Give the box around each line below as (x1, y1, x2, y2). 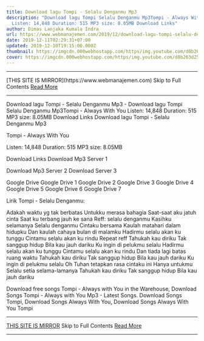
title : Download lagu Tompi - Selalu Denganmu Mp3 (6, 9, 137, 15)
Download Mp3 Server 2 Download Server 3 (6, 167, 117, 174)
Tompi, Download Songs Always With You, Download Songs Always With (6, 298, 189, 305)
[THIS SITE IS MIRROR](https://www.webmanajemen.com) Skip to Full (6, 77, 181, 84)
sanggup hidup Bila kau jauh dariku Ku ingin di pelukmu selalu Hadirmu (6, 241, 184, 248)
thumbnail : (6, 49, 34, 55)
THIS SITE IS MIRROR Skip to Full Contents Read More (6, 322, 142, 329)
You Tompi (6, 305, 33, 312)
